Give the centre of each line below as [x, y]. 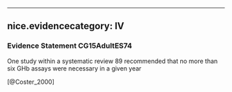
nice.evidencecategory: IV [66, 26]
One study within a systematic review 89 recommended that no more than [113, 61]
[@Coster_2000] [31, 82]
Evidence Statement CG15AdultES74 [70, 46]
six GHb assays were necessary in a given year [74, 68]
